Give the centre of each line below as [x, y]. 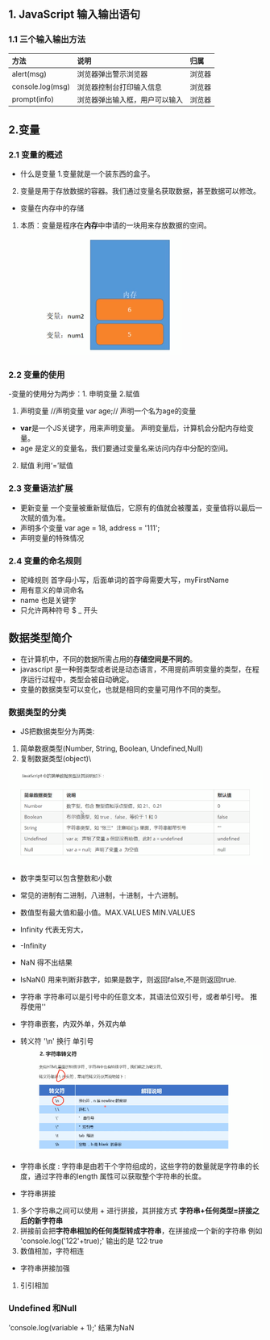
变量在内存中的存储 [52, 208]
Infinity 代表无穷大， [54, 929]
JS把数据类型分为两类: [57, 731]
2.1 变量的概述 [35, 154]
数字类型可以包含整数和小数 [66, 877]
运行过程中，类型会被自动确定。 [80, 679]
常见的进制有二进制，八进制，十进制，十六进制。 [101, 895]
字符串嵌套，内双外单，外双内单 [73, 1024]
